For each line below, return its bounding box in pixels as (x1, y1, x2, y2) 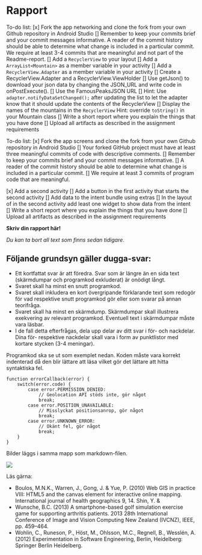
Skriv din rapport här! (6, 224, 61, 232)
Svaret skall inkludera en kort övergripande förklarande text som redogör (14, 289, 196, 296)
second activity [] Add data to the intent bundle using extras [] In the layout (6, 194, 192, 201)
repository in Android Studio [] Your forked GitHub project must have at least (6, 144, 196, 151)
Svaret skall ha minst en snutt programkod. (14, 282, 121, 289)
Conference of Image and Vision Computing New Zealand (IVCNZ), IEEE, (14, 516, 195, 523)
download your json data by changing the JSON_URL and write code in (6, 81, 182, 88)
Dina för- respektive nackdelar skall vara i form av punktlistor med (14, 333, 179, 340)
